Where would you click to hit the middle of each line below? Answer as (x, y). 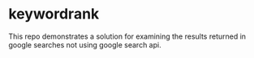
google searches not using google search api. (85, 44)
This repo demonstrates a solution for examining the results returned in (127, 36)
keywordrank (54, 14)
